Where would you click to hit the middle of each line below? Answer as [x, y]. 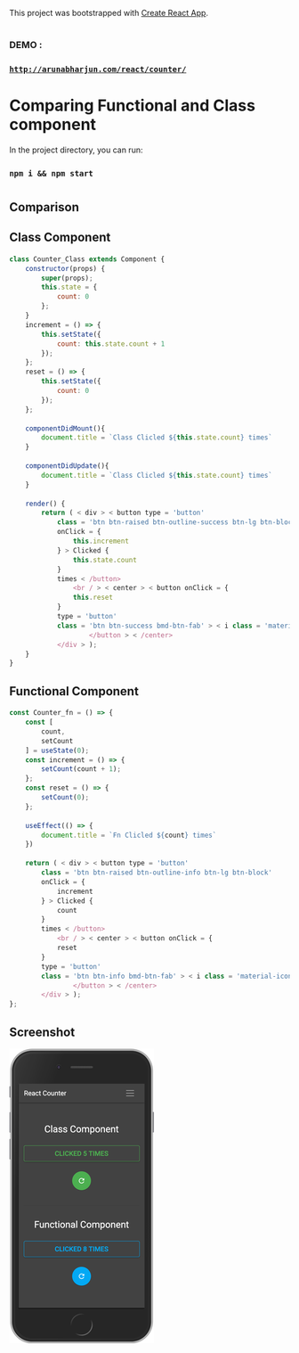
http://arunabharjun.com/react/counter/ [98, 70]
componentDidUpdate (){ [67, 466]
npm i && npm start [51, 173]
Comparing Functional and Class [133, 106]
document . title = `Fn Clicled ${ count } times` [129, 835]
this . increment [101, 541]
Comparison [44, 207]
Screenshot [42, 1032]
